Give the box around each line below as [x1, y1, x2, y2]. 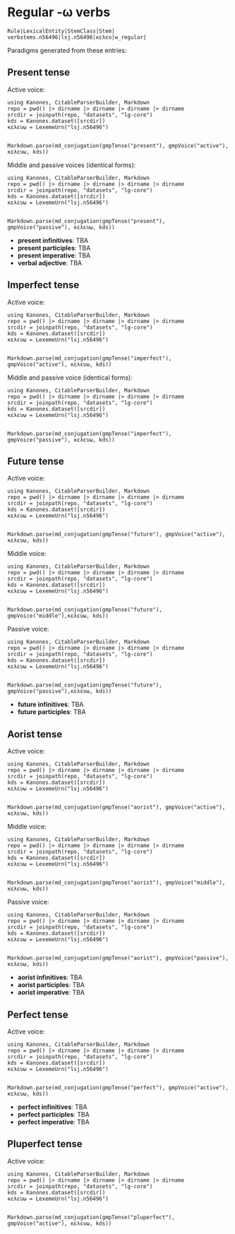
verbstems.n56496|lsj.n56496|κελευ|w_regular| [7, 33, 147, 41]
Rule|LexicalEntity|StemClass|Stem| [7, 28, 115, 35]
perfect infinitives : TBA [17, 1103, 88, 1111]
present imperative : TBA [17, 251, 91, 260]
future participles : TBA [17, 708, 86, 716]
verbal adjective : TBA [17, 258, 83, 267]
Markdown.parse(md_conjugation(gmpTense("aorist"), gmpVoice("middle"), [7, 879, 226, 886]
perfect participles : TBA [17, 1111, 90, 1118]
